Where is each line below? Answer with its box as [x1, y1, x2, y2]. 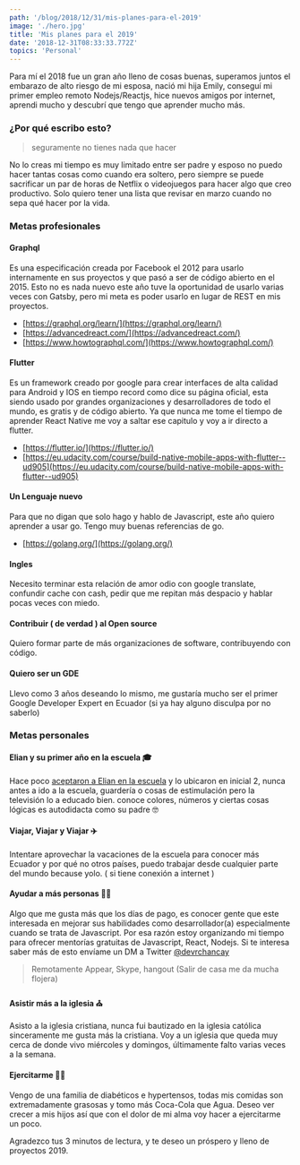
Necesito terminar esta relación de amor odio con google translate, [9, 579, 257, 590]
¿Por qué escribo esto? [9, 122, 112, 134]
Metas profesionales [9, 220, 101, 233]
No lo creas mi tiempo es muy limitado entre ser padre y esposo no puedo [9, 160, 283, 170]
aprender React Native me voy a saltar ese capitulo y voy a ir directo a [9, 415, 269, 426]
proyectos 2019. [9, 1144, 69, 1156]
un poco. [9, 1118, 42, 1129]
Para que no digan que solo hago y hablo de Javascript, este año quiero [9, 511, 275, 522]
